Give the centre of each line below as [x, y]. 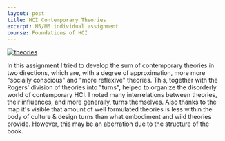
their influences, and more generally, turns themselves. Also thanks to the [112, 102]
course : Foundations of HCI [48, 33]
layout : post [26, 13]
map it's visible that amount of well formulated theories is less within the [110, 109]
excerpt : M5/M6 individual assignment [63, 26]
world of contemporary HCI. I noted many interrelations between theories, [112, 95]
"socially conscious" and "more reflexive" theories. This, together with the [113, 80]
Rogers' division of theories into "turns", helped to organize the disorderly [112, 87]
